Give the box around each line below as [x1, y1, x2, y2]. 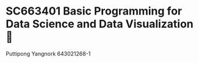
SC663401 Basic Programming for [5, 4, 183, 18]
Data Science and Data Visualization [5, 17, 194, 31]
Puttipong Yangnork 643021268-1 [5, 50, 91, 57]
